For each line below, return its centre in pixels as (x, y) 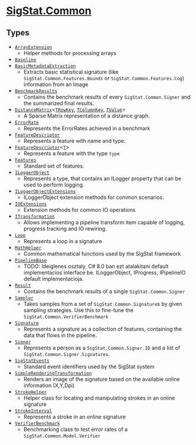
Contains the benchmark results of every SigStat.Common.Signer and (107, 97)
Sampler (24, 298)
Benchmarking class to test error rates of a (76, 429)
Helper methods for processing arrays (70, 53)
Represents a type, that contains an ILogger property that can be (102, 179)
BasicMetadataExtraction (45, 66)
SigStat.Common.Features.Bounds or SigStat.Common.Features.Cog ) (104, 78)
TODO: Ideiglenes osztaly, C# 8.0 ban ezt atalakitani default (96, 266)
